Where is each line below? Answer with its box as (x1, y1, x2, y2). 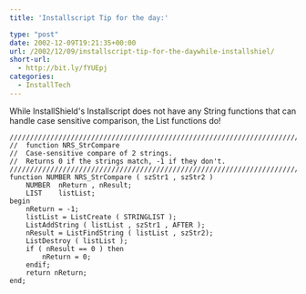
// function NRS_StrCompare (9, 140, 120, 150)
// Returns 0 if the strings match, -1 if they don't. (9, 157, 226, 166)
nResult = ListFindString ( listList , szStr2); (25, 228, 214, 238)
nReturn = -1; (25, 204, 79, 214)
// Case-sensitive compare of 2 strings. (9, 148, 173, 157)
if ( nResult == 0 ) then (25, 244, 125, 253)
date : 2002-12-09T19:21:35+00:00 (9, 38, 137, 47)
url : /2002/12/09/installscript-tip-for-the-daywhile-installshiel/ (9, 46, 275, 56)
